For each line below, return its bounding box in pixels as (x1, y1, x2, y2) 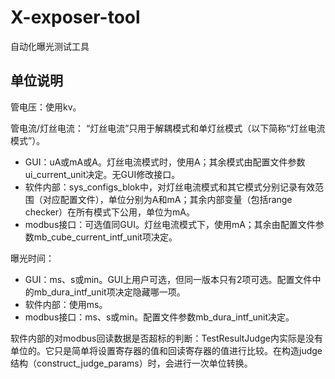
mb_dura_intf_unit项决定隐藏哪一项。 (33, 286, 186, 298)
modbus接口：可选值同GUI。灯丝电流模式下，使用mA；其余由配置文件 (24, 218, 316, 230)
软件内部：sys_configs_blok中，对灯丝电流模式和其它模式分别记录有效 (24, 181, 315, 193)
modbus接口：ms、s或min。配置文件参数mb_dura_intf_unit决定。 (24, 311, 295, 323)
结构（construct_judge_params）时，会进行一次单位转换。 (10, 357, 253, 369)
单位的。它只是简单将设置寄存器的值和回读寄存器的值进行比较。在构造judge (10, 344, 323, 356)
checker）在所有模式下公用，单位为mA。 (24, 206, 195, 218)
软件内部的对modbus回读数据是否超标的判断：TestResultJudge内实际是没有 (10, 332, 323, 344)
